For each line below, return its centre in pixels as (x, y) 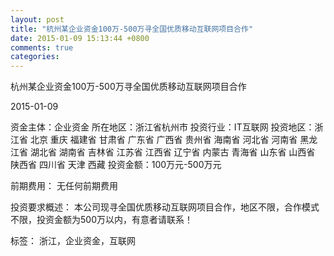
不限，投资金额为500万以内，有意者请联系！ (101, 220)
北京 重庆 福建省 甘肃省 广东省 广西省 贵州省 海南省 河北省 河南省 (163, 140)
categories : (35, 57)
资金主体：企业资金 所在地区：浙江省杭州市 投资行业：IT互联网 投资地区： (162, 127)
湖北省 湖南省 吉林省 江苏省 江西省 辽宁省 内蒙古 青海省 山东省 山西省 (172, 152)
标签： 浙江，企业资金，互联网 (73, 241)
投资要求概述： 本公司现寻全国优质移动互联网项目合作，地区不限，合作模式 (165, 207)
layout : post (37, 19)
